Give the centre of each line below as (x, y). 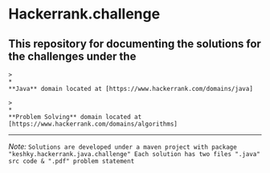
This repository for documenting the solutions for (135, 44)
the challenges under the (72, 56)
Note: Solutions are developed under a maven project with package (123, 146)
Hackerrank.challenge (84, 14)
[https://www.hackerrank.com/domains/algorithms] (93, 124)
